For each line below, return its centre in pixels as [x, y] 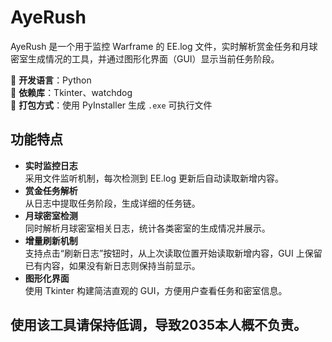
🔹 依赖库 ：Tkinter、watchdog [71, 92]
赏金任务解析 [51, 190]
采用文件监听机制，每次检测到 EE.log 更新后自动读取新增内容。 [154, 178]
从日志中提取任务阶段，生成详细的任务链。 [112, 203]
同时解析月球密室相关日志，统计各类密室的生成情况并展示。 [147, 228]
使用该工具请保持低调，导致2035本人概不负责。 [159, 325]
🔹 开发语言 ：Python [51, 80]
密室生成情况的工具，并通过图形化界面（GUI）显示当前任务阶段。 [145, 58]
